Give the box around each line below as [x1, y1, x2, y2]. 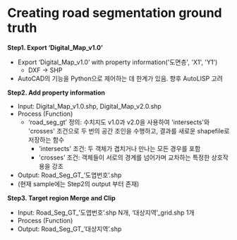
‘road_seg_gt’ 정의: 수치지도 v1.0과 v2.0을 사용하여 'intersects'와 [28, 118, 210, 126]
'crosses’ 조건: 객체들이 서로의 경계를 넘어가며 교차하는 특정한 [38, 153, 210, 162]
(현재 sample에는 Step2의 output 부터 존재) [17, 179, 140, 188]
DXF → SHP [28, 66, 63, 74]
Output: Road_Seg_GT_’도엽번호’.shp [17, 171, 122, 179]
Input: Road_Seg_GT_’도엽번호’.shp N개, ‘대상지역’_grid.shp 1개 [17, 208, 195, 217]
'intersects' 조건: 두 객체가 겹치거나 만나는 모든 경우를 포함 [38, 144, 201, 152]
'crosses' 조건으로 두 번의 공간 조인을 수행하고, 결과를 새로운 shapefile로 [28, 126, 230, 135]
